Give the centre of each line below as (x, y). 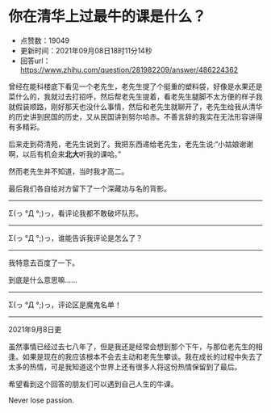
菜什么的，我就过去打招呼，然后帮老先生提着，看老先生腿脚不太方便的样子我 (135, 96)
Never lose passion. (42, 400)
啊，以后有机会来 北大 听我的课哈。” (65, 154)
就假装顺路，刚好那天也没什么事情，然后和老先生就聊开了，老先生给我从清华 (135, 107)
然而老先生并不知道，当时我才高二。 (69, 171)
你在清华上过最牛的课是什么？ (108, 17)
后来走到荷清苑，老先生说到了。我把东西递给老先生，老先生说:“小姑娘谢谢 (131, 144)
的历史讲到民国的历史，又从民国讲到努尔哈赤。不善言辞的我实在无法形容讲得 (135, 116)
